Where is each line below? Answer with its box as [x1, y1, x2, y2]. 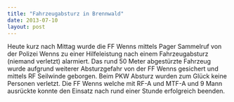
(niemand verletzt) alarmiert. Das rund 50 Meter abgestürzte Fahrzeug [7, 57, 212, 66]
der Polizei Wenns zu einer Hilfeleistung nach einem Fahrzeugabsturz [7, 50, 209, 58]
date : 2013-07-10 [7, 17, 58, 24]
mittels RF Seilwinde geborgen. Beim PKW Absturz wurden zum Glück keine [7, 72, 227, 80]
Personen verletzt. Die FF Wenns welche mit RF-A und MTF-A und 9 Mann [7, 80, 223, 88]
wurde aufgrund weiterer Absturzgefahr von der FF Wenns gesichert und [7, 64, 219, 73]
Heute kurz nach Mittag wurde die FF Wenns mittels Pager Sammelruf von [7, 43, 222, 51]
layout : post [7, 23, 46, 30]
